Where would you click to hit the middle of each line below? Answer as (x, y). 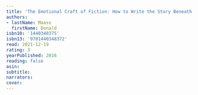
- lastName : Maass (29, 22)
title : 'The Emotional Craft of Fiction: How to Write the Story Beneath (99, 12)
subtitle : (18, 72)
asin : (13, 66)
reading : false (25, 61)
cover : (14, 83)
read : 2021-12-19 (28, 45)
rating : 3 (18, 50)
